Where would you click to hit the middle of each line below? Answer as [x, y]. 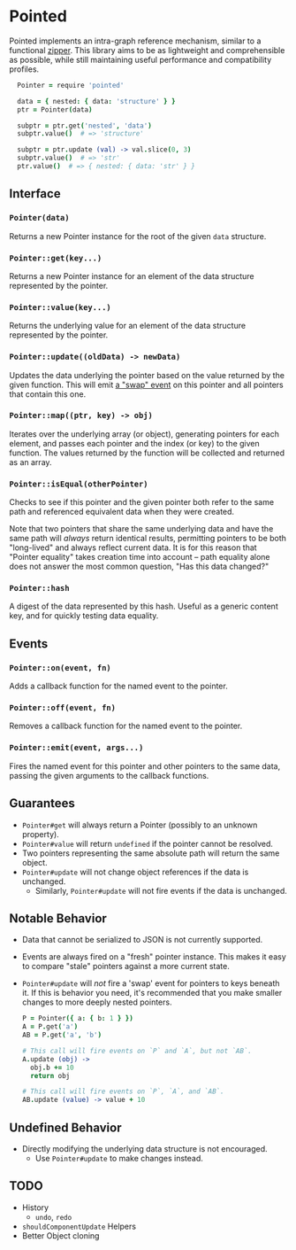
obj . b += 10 [52, 1068]
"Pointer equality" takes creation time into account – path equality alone [140, 557]
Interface [35, 194]
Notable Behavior [58, 918]
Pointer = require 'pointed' [71, 85]
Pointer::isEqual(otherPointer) [79, 484]
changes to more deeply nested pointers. [97, 1002]
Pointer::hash [39, 588]
